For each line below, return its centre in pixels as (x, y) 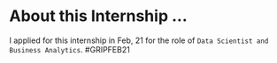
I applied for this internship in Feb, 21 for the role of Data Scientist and (139, 40)
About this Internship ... (98, 16)
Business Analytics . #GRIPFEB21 (69, 49)
